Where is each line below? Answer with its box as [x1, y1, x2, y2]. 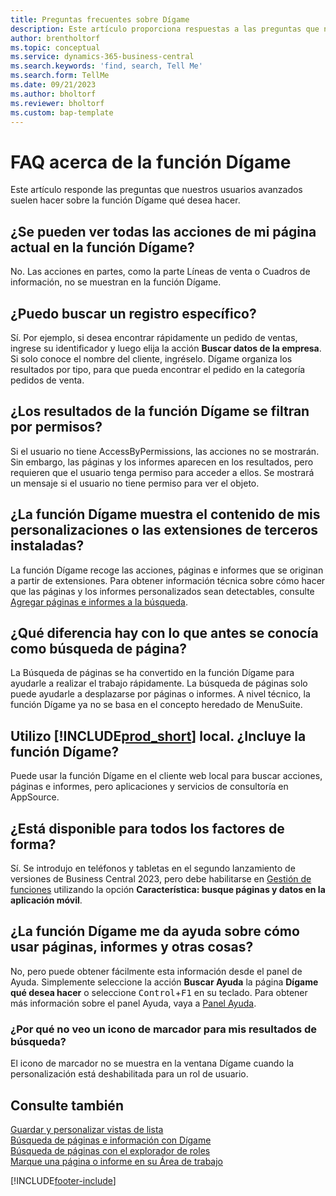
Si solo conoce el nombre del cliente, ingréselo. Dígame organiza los [10, 352, 293, 365]
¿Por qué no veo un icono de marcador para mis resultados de [10, 1022, 317, 1036]
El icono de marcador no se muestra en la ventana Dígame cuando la [10, 1057, 295, 1070]
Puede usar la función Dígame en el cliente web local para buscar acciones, [10, 770, 323, 782]
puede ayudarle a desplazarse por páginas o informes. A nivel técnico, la [10, 688, 311, 700]
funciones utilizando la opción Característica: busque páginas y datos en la [10, 884, 326, 895]
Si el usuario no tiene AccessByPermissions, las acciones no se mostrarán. [10, 445, 320, 457]
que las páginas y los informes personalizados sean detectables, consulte [10, 585, 315, 597]
